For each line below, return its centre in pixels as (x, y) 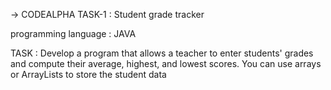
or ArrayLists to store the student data (88, 74)
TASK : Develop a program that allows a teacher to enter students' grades (162, 53)
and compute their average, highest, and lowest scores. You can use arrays (166, 63)
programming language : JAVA (73, 33)
